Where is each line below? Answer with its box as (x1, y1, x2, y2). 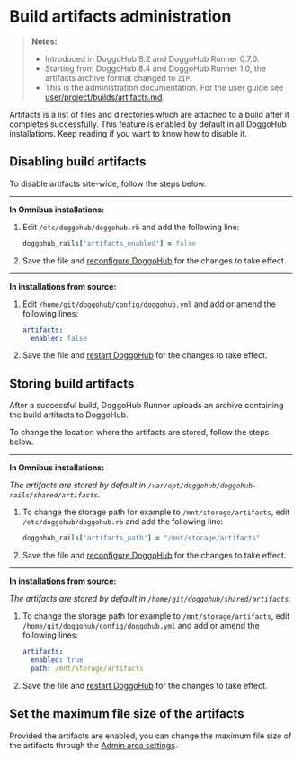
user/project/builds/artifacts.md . (44, 92, 164, 103)
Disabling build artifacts (9, 155, 147, 170)
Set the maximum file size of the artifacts (9, 706, 244, 721)
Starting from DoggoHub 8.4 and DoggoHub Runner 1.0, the (44, 63, 267, 74)
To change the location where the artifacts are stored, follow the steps (9, 427, 270, 438)
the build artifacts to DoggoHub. (9, 409, 129, 420)
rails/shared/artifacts (9, 491, 99, 500)
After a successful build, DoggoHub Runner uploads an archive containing (9, 400, 284, 411)
